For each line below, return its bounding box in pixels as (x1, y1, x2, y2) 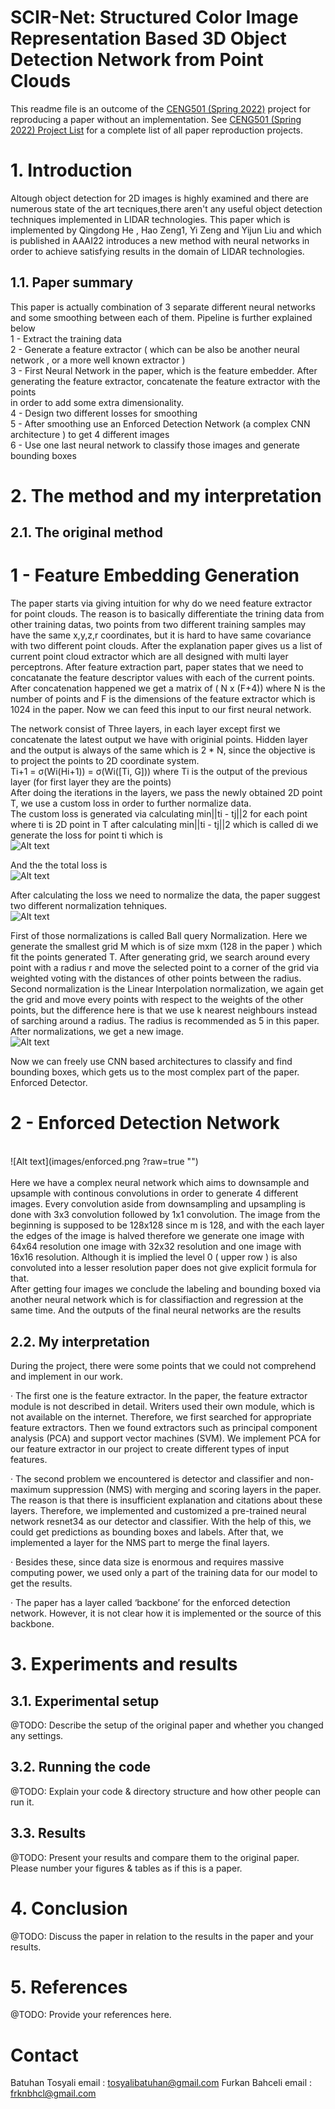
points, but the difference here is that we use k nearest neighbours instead (10, 1004, 318, 1016)
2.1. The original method (10, 524, 164, 541)
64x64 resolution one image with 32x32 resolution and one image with (10, 1241, 302, 1253)
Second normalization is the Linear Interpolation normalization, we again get (10, 983, 324, 995)
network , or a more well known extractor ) (10, 354, 186, 366)
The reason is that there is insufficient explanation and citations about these (10, 1494, 323, 1506)
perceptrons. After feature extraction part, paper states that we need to (10, 661, 304, 673)
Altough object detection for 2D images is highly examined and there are (10, 192, 309, 204)
